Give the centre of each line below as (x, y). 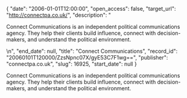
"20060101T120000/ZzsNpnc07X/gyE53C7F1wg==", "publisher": (87, 57)
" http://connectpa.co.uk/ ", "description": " (59, 15)
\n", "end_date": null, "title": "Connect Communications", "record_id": (92, 51)
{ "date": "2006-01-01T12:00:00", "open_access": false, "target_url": (91, 9)
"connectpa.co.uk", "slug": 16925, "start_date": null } (71, 64)
